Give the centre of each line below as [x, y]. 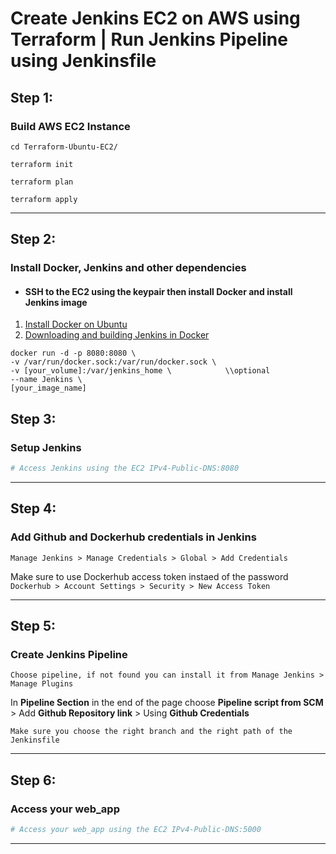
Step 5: [33, 626]
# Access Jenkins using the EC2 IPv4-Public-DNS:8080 [125, 468]
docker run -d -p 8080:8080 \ [73, 353]
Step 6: [33, 780]
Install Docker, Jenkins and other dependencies [128, 268]
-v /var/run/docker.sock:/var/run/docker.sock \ [113, 362]
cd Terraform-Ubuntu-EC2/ [64, 147]
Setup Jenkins [46, 447]
